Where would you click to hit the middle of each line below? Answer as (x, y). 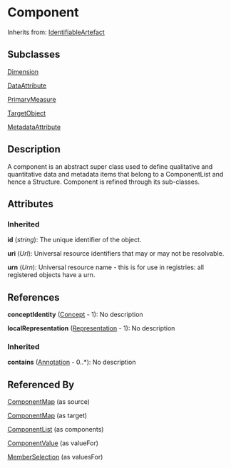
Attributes (30, 204)
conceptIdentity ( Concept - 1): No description (76, 315)
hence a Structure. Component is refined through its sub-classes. (104, 182)
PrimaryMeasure (32, 99)
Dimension (23, 71)
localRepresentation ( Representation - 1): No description (91, 328)
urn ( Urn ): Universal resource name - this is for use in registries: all (106, 267)
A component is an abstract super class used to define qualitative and (110, 166)
